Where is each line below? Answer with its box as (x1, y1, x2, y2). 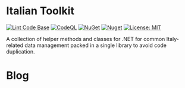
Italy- (166, 35, 180, 42)
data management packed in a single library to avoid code (24, 42, 167, 49)
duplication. (6, 48, 35, 55)
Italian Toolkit (6, 4, 74, 18)
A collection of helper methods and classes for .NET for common (6, 35, 165, 42)
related (6, 42, 24, 49)
